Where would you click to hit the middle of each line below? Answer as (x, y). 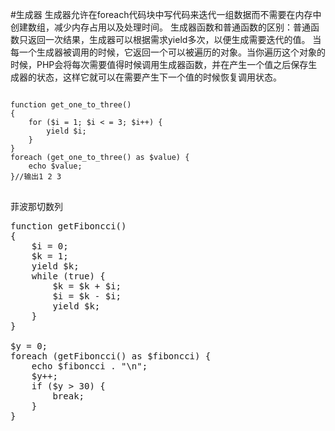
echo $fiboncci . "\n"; (89, 366)
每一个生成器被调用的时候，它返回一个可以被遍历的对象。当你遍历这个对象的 (168, 52)
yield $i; (66, 131)
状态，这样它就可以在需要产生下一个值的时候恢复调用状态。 (159, 77)
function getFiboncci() (68, 226)
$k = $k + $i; (87, 286)
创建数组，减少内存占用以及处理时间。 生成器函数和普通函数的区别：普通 (160, 27)
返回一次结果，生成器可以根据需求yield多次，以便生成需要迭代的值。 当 (174, 39)
